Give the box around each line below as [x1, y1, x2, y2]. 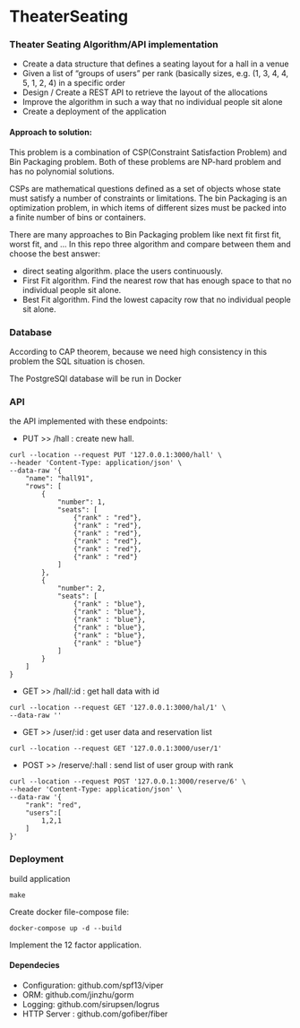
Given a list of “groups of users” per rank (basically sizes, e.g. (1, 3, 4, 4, [21, 68, 289, 79]
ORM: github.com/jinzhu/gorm [21, 989, 134, 1000]
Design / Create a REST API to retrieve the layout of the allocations [21, 87, 269, 98]
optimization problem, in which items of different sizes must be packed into [9, 202, 287, 212]
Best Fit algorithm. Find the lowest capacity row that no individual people [21, 294, 291, 305]
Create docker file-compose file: [9, 906, 130, 917]
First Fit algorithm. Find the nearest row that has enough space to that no [21, 275, 292, 286]
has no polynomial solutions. [9, 166, 115, 177]
